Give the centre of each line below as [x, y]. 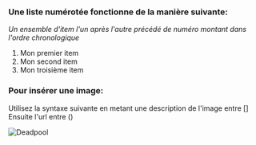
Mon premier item [49, 53]
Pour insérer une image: [56, 91]
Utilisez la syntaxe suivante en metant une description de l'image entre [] [129, 108]
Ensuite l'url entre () [41, 116]
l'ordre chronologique [44, 37]
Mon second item [49, 61]
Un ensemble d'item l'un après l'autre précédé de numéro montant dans [127, 29]
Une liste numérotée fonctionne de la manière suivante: [118, 12]
